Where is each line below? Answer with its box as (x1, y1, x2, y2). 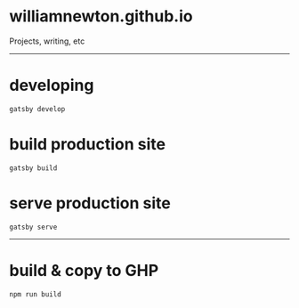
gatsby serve (9, 223, 58, 231)
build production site (9, 134, 166, 155)
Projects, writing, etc (9, 36, 85, 46)
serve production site (9, 193, 171, 213)
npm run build (9, 289, 62, 299)
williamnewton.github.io (9, 6, 193, 27)
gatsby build (9, 163, 58, 173)
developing (9, 76, 94, 95)
